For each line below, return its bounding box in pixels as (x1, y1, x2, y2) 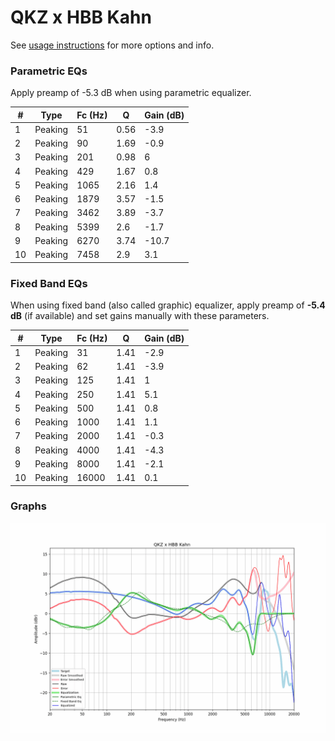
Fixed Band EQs (10, 276, 88, 290)
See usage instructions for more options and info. (10, 39, 215, 51)
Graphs (10, 499, 47, 513)
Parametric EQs (10, 64, 88, 78)
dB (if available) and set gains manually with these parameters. (10, 310, 270, 322)
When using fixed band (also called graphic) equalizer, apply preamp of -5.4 (10, 299, 326, 311)
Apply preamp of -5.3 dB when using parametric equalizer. (10, 87, 252, 99)
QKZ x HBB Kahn (10, 6, 152, 29)
